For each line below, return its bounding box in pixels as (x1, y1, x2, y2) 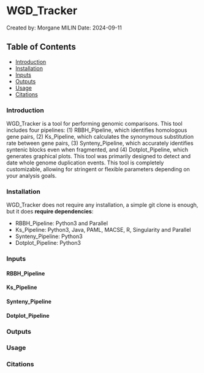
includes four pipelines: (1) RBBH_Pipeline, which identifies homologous (6, 126, 187, 134)
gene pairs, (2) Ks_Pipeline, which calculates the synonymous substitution (6, 133, 194, 140)
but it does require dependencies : (6, 208, 94, 215)
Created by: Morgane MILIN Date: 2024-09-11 (6, 24, 123, 31)
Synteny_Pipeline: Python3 (15, 233, 83, 240)
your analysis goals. (6, 172, 57, 180)
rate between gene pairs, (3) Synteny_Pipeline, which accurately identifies (6, 139, 194, 147)
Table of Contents (6, 42, 77, 52)
